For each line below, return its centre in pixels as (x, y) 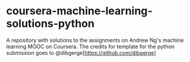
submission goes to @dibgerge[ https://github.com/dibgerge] (81, 52)
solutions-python (50, 24)
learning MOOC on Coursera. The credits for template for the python (91, 46)
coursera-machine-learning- (79, 11)
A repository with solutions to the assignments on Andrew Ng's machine (95, 40)
